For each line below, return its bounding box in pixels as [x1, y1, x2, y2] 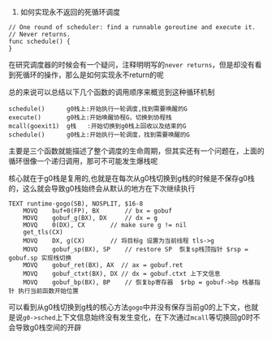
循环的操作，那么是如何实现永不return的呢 [22, 70, 164, 80]
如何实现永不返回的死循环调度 [19, 7, 120, 16]
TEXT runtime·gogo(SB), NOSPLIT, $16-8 [8, 200, 144, 208]
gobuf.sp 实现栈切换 [8, 254, 71, 262]
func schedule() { [8, 37, 71, 45]
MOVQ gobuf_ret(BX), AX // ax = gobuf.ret [23, 261, 183, 269]
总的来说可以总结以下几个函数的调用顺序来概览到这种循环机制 [8, 88, 215, 97]
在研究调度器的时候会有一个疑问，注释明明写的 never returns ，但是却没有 [8, 60, 256, 69]
